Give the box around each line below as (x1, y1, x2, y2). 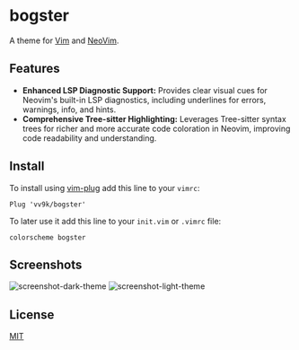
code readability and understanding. (22, 132, 157, 144)
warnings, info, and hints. (22, 104, 117, 115)
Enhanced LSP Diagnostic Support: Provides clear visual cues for (22, 84, 268, 95)
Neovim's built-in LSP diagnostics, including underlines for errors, (22, 94, 267, 105)
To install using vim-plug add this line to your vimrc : (9, 182, 200, 193)
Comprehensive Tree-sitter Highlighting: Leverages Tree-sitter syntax (22, 113, 287, 124)
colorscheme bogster (9, 232, 87, 242)
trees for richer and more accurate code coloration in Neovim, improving (22, 123, 291, 134)
